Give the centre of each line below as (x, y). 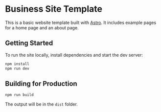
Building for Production (41, 83)
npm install (17, 64)
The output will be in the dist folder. (42, 104)
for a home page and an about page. (42, 27)
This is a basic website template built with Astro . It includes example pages (81, 22)
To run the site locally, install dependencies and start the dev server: (74, 55)
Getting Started (29, 43)
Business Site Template (54, 9)
